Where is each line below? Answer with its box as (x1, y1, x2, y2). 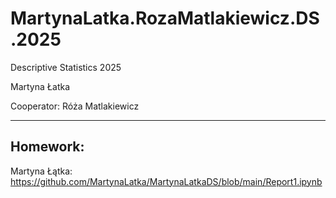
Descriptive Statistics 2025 (10, 61, 122, 73)
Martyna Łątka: (10, 165, 73, 177)
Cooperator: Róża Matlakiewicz (10, 100, 140, 112)
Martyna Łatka (10, 80, 71, 92)
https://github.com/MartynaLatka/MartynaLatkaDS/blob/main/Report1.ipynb (10, 175, 323, 187)
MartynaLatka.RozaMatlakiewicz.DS (10, 7, 320, 30)
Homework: (10, 138, 85, 156)
